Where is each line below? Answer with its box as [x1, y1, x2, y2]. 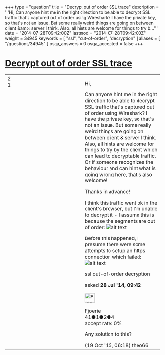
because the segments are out [85, 217, 156, 224]
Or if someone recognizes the [85, 158, 154, 165]
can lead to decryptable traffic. [85, 152, 156, 159]
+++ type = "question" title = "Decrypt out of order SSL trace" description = [5, 4, 159, 10]
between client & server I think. [85, 134, 156, 141]
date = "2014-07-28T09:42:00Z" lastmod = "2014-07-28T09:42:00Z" [5, 30, 146, 36]
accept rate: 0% [85, 320, 122, 326]
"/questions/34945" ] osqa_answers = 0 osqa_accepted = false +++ [5, 41, 143, 46]
